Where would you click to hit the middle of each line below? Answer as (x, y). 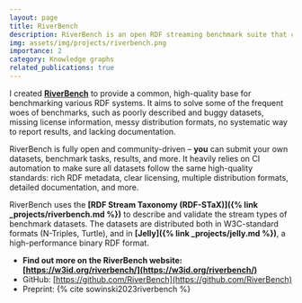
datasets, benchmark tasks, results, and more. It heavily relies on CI (135, 158)
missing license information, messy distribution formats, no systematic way (148, 121)
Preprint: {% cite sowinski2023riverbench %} (107, 289)
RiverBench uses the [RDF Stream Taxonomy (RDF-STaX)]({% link (134, 204)
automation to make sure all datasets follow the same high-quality (131, 168)
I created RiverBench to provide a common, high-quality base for (130, 93)
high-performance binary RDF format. (80, 243)
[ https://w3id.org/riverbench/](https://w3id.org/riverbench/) (140, 270)
